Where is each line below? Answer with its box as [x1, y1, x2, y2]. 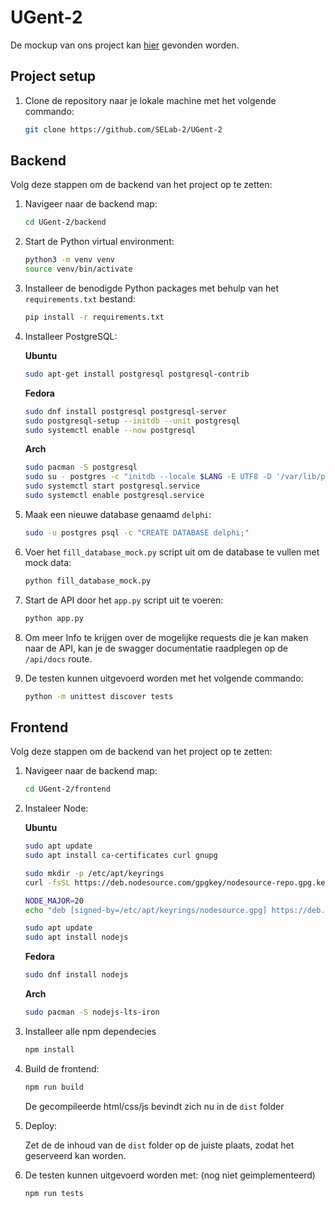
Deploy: [24, 1119, 58, 1131]
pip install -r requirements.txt [24, 312, 165, 323]
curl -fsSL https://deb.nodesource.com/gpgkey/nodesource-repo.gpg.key [24, 877, 330, 888]
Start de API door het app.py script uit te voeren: [24, 594, 224, 606]
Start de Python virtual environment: [24, 236, 175, 248]
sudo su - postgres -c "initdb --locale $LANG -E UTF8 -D [24, 472, 272, 482]
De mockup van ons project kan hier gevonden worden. [10, 39, 240, 51]
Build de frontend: [24, 1062, 100, 1075]
